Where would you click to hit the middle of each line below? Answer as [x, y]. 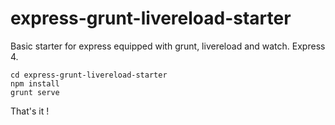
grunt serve [35, 92]
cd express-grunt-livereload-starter [89, 75]
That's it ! [30, 111]
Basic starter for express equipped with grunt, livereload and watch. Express [168, 46]
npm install [35, 83]
